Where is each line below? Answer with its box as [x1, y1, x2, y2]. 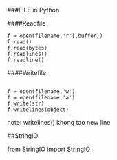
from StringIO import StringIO [7, 145, 91, 153]
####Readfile [7, 19, 46, 27]
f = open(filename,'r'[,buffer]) [7, 32, 103, 39]
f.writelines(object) [7, 106, 70, 113]
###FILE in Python [7, 6, 60, 14]
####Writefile [7, 69, 47, 77]
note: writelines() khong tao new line [7, 119, 111, 126]
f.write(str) [7, 100, 45, 107]
